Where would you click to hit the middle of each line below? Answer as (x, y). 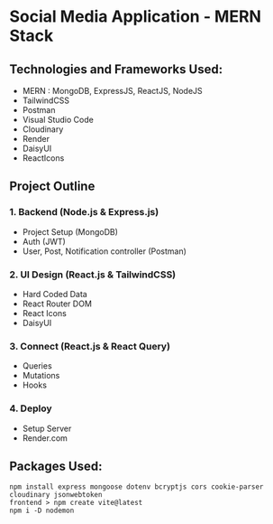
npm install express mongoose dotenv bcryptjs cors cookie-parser (136, 487)
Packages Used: (56, 466)
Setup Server (47, 428)
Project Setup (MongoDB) (70, 231)
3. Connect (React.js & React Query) (90, 346)
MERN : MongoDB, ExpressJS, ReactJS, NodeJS (112, 91)
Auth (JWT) (44, 241)
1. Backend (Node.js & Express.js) (84, 212)
